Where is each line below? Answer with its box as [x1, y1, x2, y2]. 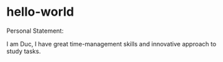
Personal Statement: [6, 27, 64, 35]
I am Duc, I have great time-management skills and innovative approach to [6, 40, 217, 48]
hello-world [6, 4, 75, 20]
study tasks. [6, 47, 41, 55]
